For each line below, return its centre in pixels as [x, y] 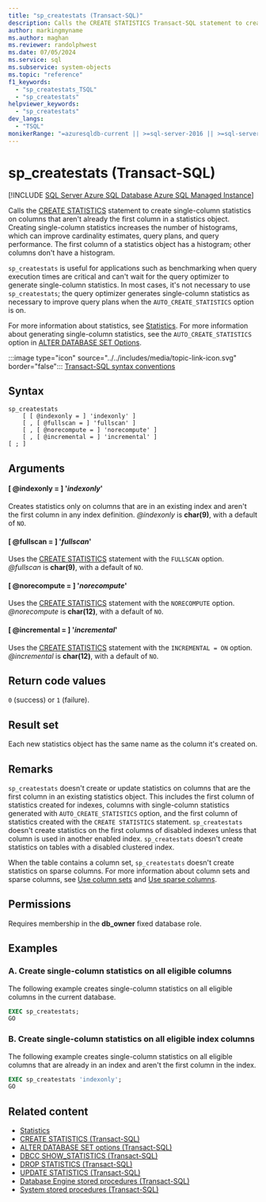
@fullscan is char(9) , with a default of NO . [76, 568]
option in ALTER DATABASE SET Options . [75, 342]
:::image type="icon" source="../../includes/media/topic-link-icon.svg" [123, 357]
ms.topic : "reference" [46, 75]
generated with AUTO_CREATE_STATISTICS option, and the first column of [123, 814]
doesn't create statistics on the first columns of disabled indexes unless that [133, 830]
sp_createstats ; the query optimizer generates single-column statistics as [129, 293]
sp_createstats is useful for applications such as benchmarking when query [133, 268]
